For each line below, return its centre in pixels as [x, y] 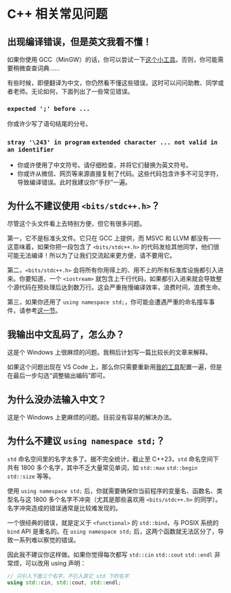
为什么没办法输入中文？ [57, 399]
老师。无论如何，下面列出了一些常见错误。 [73, 91]
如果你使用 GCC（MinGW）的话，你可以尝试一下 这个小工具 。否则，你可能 [112, 60]
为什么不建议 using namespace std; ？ [86, 441]
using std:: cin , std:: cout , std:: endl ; [64, 583]
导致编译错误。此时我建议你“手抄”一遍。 [74, 182]
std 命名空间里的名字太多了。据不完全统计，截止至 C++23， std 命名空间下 [113, 459]
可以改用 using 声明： [56, 563]
